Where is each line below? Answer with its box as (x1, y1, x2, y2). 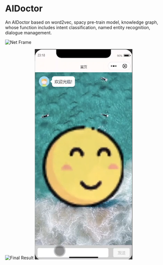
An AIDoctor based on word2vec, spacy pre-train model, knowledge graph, (5, 19, 159, 25)
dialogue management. (5, 30, 52, 35)
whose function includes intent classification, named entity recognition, (5, 24, 151, 30)
